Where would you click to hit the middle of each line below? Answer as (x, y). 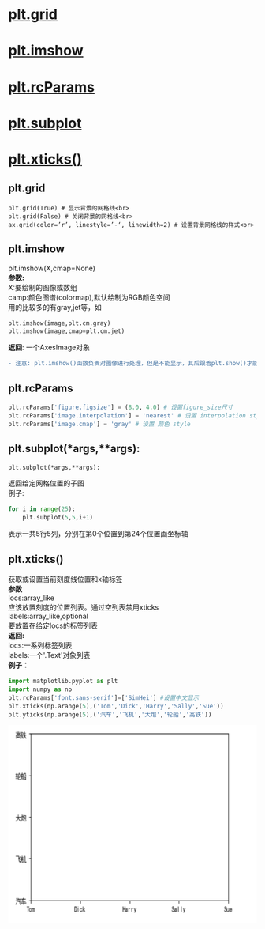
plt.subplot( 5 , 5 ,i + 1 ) (58, 518)
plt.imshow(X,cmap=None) (52, 268)
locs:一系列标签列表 (40, 645)
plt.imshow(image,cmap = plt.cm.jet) (67, 331)
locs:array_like (32, 598)
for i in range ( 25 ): (42, 509)
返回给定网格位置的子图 (46, 483)
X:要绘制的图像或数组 (43, 287)
